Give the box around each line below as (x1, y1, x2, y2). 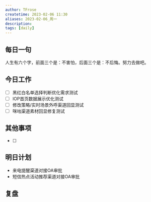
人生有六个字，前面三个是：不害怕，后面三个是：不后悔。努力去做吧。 (5, 59, 149, 65)
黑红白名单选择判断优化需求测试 (12, 89, 78, 95)
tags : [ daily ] (5, 26, 35, 31)
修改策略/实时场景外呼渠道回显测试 (12, 102, 84, 108)
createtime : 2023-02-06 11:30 (5, 12, 68, 17)
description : (5, 21, 32, 26)
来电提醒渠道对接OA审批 (12, 167, 63, 173)
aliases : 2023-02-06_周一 (5, 16, 57, 21)
